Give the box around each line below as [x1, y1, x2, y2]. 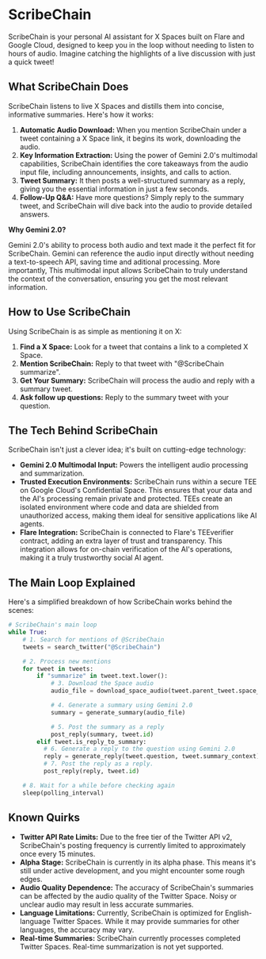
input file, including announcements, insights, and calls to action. [19, 167, 232, 176]
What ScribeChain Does [8, 80, 129, 94]
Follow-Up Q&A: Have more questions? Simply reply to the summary [19, 192, 245, 202]
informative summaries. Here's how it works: [8, 110, 154, 119]
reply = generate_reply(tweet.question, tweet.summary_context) [43, 753, 260, 761]
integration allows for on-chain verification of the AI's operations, [19, 545, 233, 554]
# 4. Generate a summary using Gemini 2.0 [50, 701, 193, 710]
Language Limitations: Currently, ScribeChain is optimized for [19, 907, 224, 918]
